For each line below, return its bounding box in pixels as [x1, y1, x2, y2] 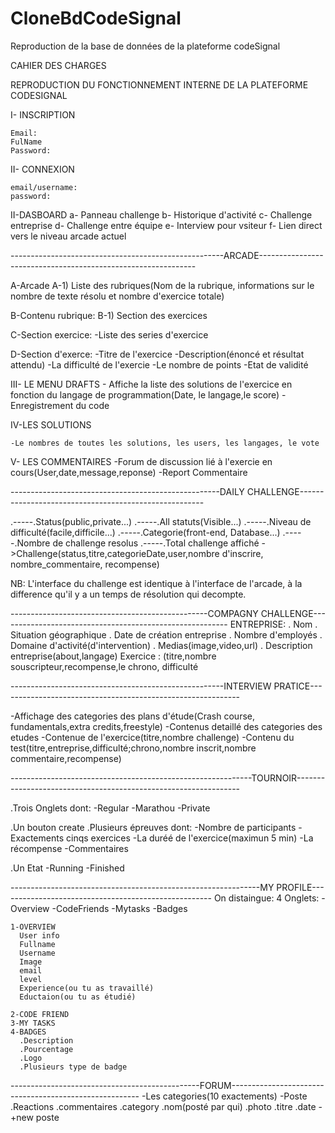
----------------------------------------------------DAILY [10, 485, 245, 497]
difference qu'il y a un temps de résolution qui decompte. [10, 588, 247, 600]
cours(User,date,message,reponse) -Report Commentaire [10, 466, 248, 478]
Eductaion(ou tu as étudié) [19, 992, 137, 1002]
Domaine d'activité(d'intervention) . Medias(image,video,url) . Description [10, 639, 313, 651]
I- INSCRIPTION [10, 108, 76, 121]
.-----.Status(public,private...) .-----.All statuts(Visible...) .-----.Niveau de [10, 515, 312, 527]
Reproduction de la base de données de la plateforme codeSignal [10, 40, 281, 52]
